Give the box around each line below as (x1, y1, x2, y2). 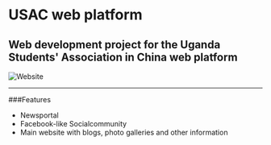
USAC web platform (8, 6, 143, 24)
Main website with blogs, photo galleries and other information (19, 127, 228, 137)
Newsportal (19, 110, 59, 120)
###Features (8, 95, 51, 104)
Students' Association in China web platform (8, 50, 238, 64)
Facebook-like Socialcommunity (19, 119, 127, 128)
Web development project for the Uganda (8, 38, 221, 52)
